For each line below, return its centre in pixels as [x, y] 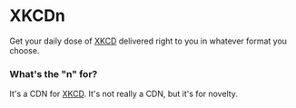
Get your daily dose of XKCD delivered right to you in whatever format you [148, 41]
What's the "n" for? [54, 74]
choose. [25, 50]
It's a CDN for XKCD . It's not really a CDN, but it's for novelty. [124, 94]
